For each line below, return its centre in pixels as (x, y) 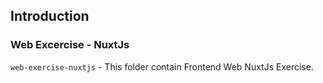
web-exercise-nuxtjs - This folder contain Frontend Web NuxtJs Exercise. (162, 66)
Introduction (50, 16)
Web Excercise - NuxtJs (70, 45)
